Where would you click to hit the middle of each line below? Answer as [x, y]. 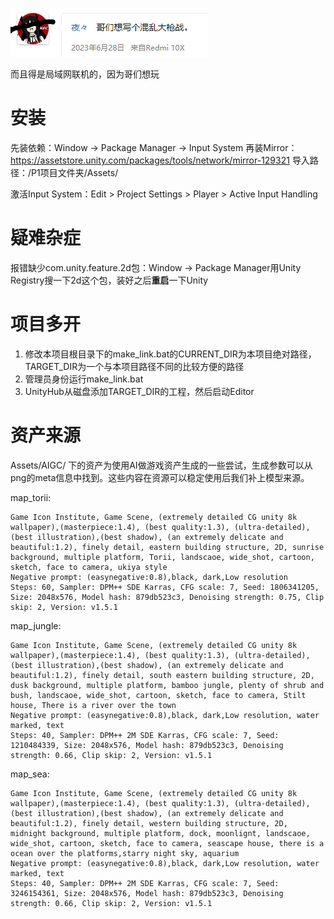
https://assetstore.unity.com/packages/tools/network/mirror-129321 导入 [160, 160]
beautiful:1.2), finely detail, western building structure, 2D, [149, 823]
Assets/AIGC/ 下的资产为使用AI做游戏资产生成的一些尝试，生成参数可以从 [161, 465]
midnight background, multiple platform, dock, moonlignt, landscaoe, [160, 833]
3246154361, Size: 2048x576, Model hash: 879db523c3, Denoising [147, 893]
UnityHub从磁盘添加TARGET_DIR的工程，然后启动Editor [139, 391]
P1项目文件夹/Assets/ [75, 172]
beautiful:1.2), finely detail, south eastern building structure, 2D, [162, 675]
